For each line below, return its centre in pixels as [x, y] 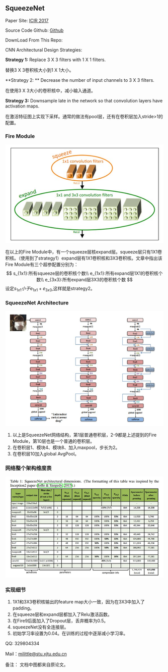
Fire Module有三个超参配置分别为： [42, 265]
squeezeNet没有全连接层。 [40, 627]
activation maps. [22, 106]
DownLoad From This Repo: [34, 40]
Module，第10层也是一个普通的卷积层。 [53, 441]
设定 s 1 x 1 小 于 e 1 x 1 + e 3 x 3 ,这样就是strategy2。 [50, 289]
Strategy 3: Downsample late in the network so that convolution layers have [84, 100]
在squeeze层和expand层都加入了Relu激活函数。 [62, 614]
